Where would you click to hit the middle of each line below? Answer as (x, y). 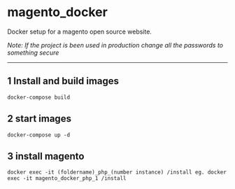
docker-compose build (39, 97)
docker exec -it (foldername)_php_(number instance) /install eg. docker (117, 172)
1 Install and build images (63, 81)
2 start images (40, 119)
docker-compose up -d (39, 135)
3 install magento (46, 156)
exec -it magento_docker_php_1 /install (67, 178)
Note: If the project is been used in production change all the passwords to (115, 45)
